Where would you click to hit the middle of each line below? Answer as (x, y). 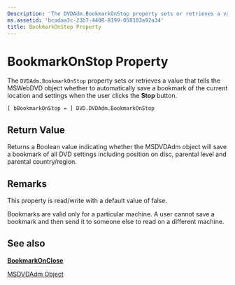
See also (26, 243)
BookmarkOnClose (35, 260)
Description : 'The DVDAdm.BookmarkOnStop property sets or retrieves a (114, 14)
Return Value (36, 130)
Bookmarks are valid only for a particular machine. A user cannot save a (111, 214)
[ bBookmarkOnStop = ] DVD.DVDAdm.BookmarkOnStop (81, 109)
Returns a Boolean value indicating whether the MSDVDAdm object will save (117, 147)
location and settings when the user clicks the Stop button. (92, 96)
